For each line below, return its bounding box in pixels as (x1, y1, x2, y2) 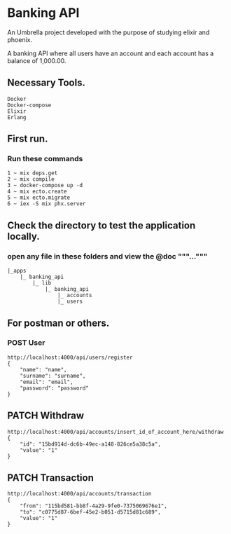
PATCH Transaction (7, 472, 94, 484)
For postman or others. (7, 317, 110, 329)
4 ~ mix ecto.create (7, 188, 68, 196)
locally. (7, 230, 40, 242)
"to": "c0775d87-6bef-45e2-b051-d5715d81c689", (20, 509, 161, 516)
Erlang (7, 114, 27, 121)
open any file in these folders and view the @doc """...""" (7, 251, 208, 261)
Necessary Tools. (7, 77, 86, 89)
